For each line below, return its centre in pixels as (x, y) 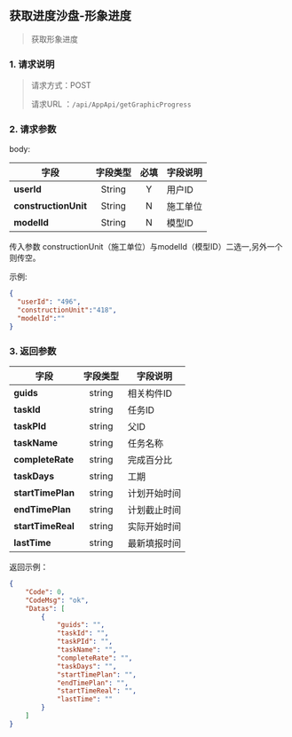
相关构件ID (150, 393)
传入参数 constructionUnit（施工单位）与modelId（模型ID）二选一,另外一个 (146, 247)
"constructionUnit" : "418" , (67, 310)
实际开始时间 (154, 527)
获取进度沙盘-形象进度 (70, 16)
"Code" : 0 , (45, 592)
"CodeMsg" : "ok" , (57, 600)
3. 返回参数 (33, 351)
